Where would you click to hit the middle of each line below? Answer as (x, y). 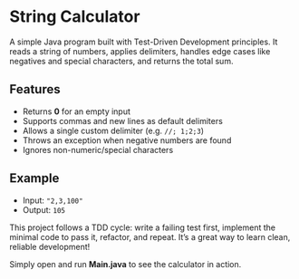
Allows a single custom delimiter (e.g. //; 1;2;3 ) (113, 130)
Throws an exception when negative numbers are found (127, 140)
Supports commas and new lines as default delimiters (123, 120)
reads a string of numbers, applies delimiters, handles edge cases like (140, 51)
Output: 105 (44, 209)
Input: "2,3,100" (53, 200)
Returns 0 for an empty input (77, 111)
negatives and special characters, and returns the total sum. (121, 61)
